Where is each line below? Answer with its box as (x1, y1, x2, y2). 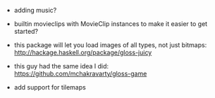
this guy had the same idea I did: (13, 62, 109, 70)
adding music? (13, 6, 57, 14)
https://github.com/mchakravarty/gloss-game (13, 70, 147, 78)
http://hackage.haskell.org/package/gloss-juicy (13, 49, 152, 56)
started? (13, 27, 39, 35)
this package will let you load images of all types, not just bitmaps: (13, 41, 207, 49)
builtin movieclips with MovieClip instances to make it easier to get (13, 20, 208, 27)
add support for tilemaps (13, 83, 86, 91)
